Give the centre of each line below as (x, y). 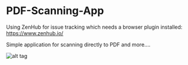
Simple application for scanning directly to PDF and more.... (78, 45)
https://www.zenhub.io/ (35, 33)
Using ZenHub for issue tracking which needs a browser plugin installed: (94, 27)
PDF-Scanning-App (55, 11)
